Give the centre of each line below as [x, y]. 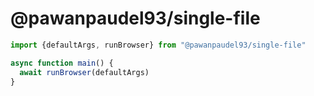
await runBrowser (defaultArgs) [84, 72]
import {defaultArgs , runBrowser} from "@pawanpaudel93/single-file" [158, 45]
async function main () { [62, 63]
